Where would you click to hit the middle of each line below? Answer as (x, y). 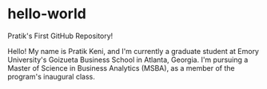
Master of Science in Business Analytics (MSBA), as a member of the (121, 68)
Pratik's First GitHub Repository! (60, 36)
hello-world (47, 14)
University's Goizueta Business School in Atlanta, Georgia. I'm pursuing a (128, 60)
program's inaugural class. (51, 76)
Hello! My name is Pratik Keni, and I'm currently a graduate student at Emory (133, 51)
